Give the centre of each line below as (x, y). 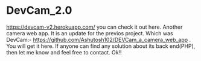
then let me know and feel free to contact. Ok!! (64, 52)
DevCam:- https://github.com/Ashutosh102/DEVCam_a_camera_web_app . (99, 39)
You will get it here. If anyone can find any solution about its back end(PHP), (101, 46)
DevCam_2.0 (39, 10)
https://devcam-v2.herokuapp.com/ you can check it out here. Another (94, 27)
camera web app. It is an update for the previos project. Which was (90, 33)
